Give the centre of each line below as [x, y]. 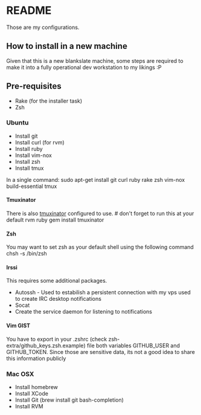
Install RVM [29, 406]
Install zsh [27, 161]
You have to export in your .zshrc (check [57, 339]
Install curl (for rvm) [40, 142]
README [29, 11]
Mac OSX [20, 374]
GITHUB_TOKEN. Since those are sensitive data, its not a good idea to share [101, 352]
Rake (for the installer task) [49, 101]
